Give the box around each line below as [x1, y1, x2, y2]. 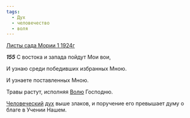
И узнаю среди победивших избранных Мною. [6, 65, 127, 72]
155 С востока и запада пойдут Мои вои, [6, 53, 112, 60]
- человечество [11, 20, 50, 26]
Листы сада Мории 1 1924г [6, 42, 75, 49]
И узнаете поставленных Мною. [6, 77, 89, 84]
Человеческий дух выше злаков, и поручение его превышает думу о [6, 100, 185, 107]
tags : [6, 8, 20, 15]
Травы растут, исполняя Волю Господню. [6, 88, 113, 96]
